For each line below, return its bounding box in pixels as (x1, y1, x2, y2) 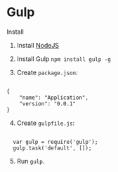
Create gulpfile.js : (16, 119, 75, 127)
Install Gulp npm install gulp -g (16, 54, 112, 63)
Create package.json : (16, 68, 78, 77)
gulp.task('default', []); (13, 145, 92, 152)
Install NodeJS (16, 41, 60, 49)
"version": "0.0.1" (19, 100, 77, 107)
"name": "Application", (19, 94, 89, 101)
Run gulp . (16, 157, 45, 165)
